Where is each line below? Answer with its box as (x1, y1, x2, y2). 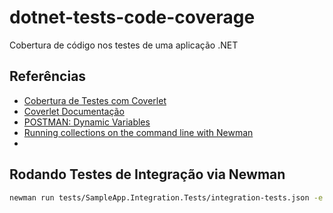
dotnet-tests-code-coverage (9, 6, 256, 29)
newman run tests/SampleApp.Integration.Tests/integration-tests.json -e (9, 192, 324, 203)
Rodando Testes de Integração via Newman (9, 166, 286, 183)
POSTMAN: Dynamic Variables (23, 116, 151, 128)
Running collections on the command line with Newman (23, 126, 254, 138)
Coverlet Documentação (23, 105, 125, 117)
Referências (9, 68, 87, 85)
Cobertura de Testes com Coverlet (23, 94, 167, 106)
